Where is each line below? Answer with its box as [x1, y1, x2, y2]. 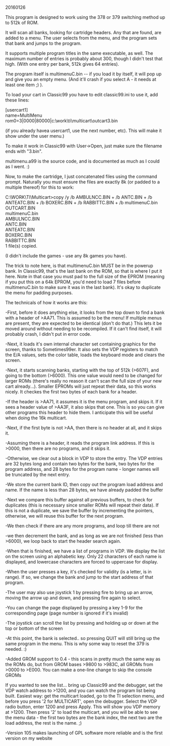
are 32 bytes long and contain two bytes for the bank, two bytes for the [5, 461, 154, 467]
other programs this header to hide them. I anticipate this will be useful [5, 410, 153, 415]
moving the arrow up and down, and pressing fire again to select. [5, 595, 142, 601]
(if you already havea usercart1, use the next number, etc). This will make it [5, 127, 162, 134]
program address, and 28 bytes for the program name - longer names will [5, 466, 159, 472]
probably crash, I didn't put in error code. [5, 331, 91, 337]
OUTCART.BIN [5, 205, 36, 211]
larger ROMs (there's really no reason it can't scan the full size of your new [5, 378, 162, 384]
